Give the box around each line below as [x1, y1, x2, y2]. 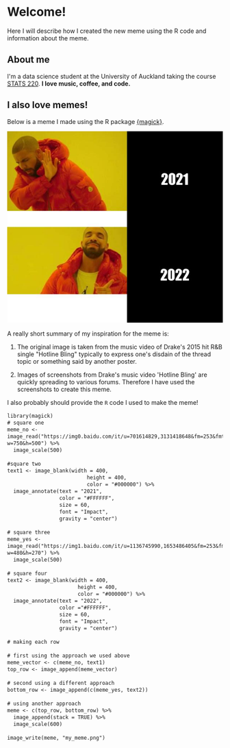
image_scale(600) [13, 721, 63, 728]
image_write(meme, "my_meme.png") [7, 734, 106, 742]
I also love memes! [7, 99, 88, 111]
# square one [7, 419, 44, 427]
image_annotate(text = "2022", [13, 597, 103, 605]
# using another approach [7, 700, 81, 708]
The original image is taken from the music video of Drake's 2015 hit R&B [16, 343, 222, 351]
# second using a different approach [7, 680, 115, 687]
